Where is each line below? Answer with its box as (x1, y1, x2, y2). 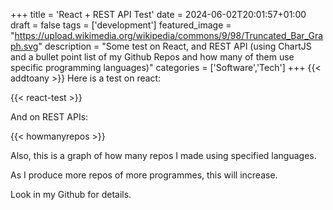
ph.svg (10, 40, 39, 52)
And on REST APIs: (10, 111, 89, 123)
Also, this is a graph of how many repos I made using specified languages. (10, 150, 317, 161)
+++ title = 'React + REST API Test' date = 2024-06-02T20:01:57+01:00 (10, 9, 307, 20)
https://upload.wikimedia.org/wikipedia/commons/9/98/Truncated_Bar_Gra (14, 30, 324, 41)
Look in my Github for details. (10, 189, 132, 200)
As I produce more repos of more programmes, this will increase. (10, 169, 278, 181)
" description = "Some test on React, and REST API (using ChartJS (38, 40, 312, 52)
